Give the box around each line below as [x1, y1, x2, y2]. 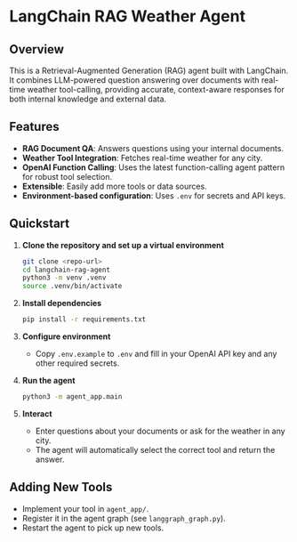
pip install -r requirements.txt [21, 315, 147, 324]
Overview [9, 42, 65, 57]
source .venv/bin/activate [21, 282, 123, 291]
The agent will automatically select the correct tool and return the [35, 444, 276, 455]
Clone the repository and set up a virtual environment [21, 239, 225, 250]
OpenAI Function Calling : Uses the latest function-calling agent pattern [21, 162, 285, 173]
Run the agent [21, 376, 76, 385]
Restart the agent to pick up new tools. [21, 522, 165, 533]
